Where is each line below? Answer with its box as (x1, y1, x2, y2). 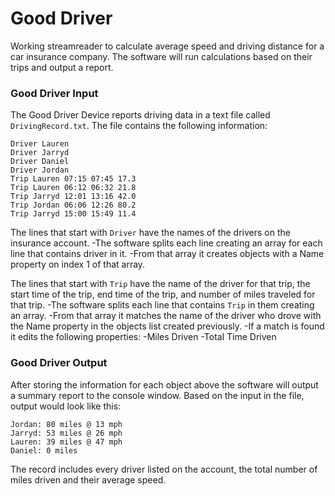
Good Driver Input (10, 86, 99, 100)
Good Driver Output (10, 356, 108, 370)
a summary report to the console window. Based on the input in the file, (10, 389, 305, 401)
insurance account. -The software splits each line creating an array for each (10, 237, 323, 249)
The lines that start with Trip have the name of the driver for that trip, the (10, 278, 311, 290)
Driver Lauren (10, 139, 70, 149)
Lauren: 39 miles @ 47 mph (10, 437, 123, 447)
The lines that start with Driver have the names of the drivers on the (10, 227, 291, 239)
